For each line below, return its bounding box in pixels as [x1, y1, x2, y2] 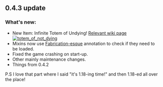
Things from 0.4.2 [12, 61, 49, 67]
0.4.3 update [5, 4, 46, 12]
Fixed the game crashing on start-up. [12, 51, 88, 57]
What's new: [5, 19, 37, 26]
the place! [5, 76, 26, 82]
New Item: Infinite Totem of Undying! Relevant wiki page [12, 30, 127, 36]
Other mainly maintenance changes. [12, 56, 86, 62]
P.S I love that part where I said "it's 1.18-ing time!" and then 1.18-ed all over [5, 71, 158, 77]
